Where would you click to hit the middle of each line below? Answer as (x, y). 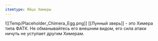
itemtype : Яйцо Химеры (28, 9)
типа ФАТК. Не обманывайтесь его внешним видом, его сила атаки (76, 28)
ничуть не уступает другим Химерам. (45, 33)
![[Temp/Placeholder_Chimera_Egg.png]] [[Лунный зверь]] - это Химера (79, 23)
